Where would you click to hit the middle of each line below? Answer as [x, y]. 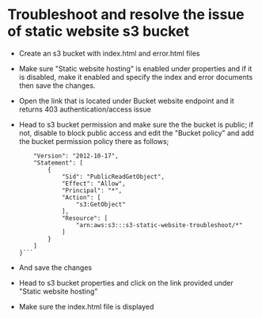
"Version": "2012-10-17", [76, 156]
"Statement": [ [59, 163]
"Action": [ [81, 197]
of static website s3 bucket [99, 31]
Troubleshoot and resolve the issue [126, 15]
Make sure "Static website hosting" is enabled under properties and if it [135, 68]
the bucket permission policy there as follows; [94, 141]
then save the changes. [57, 85]
